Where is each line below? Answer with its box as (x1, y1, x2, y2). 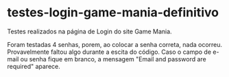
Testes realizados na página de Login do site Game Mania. (7, 27, 173, 35)
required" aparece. (7, 62, 60, 70)
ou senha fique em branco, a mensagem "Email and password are (20, 55, 207, 63)
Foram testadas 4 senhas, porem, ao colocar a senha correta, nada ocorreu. (7, 40, 223, 48)
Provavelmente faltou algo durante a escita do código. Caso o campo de (7, 48, 211, 56)
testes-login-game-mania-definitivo (7, 5, 219, 20)
